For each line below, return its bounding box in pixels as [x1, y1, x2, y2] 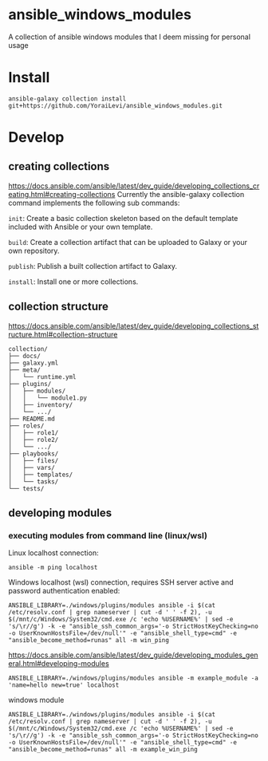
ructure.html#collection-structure [8, 329, 118, 339]
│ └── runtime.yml [8, 373, 77, 380]
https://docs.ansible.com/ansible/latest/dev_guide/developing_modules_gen [8, 650, 258, 660]
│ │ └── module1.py [8, 393, 88, 402]
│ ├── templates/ [8, 471, 73, 479]
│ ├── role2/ [8, 436, 59, 444]
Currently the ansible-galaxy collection [116, 189, 245, 199]
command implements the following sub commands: [8, 198, 180, 207]
